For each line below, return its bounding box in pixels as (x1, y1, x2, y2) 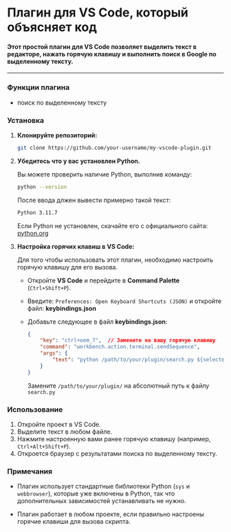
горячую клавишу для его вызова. (16, 263, 118, 271)
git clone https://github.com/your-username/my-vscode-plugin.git (16, 144, 212, 151)
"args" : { (40, 350, 68, 357)
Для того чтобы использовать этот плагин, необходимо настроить (16, 256, 214, 264)
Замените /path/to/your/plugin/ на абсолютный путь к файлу (27, 381, 210, 390)
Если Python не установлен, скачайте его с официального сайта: (16, 221, 208, 230)
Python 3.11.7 (16, 209, 58, 216)
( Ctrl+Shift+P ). (27, 283, 71, 291)
